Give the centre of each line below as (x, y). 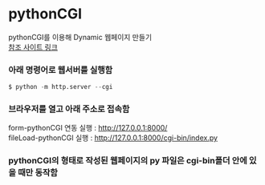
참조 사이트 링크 (33, 47)
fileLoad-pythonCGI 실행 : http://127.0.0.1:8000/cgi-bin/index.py (113, 138)
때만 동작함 (38, 173)
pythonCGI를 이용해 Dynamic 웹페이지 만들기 (80, 37)
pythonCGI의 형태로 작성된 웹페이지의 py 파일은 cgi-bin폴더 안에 (128, 161)
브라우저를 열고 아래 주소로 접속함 (69, 109)
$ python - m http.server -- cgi (61, 87)
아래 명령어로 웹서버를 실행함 (61, 70)
